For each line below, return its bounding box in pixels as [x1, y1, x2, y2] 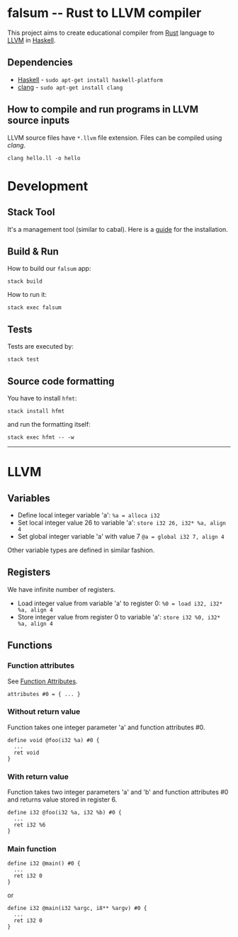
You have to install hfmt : [7, 394, 77, 402]
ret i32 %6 [13, 821, 46, 829]
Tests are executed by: [7, 342, 74, 351]
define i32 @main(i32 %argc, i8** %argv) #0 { [7, 905, 147, 912]
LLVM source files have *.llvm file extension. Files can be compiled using [7, 133, 222, 142]
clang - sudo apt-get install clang [17, 83, 123, 91]
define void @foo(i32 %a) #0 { [7, 736, 100, 744]
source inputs [7, 115, 69, 127]
